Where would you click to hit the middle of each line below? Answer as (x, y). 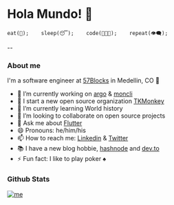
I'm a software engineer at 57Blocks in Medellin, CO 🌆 (84, 80)
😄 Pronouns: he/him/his (51, 131)
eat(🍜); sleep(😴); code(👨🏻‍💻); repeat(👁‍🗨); (88, 33)
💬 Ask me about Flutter (50, 123)
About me (24, 65)
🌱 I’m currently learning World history (70, 109)
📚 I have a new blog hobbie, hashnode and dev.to (88, 149)
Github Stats (29, 180)
